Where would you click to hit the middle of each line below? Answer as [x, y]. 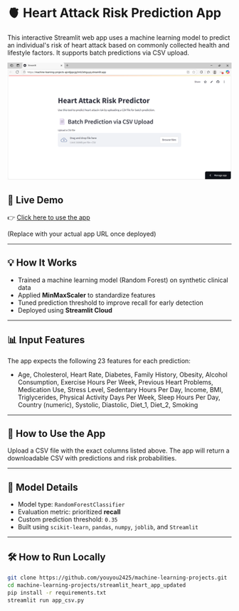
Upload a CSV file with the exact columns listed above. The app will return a [118, 450]
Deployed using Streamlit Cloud [65, 310]
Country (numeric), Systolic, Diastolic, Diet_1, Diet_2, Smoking [108, 404]
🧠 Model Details [43, 487]
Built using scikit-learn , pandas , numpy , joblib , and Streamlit [108, 527]
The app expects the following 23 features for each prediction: [99, 361]
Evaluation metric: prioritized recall [69, 512]
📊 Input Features [46, 340]
